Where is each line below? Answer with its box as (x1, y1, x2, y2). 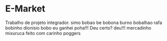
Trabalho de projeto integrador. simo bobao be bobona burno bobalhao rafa (5, 19, 162, 25)
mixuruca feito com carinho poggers (5, 30, 81, 36)
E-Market (5, 3, 45, 14)
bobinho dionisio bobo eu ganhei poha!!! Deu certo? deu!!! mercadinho (5, 24, 152, 30)
